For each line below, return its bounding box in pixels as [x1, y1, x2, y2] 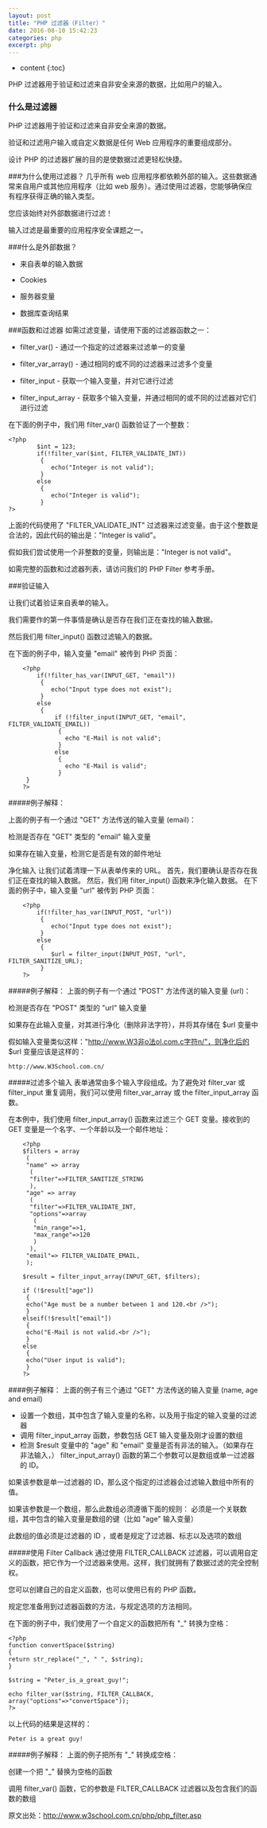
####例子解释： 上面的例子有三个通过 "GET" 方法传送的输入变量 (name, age [8, 1385, 258, 1395]
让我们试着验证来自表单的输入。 [8, 598, 113, 607]
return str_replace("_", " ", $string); [8, 1655, 145, 1664]
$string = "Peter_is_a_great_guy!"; [8, 1677, 130, 1685]
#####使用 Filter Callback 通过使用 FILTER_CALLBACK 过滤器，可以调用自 [8, 1548, 252, 1557]
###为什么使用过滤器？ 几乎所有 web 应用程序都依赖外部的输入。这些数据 [8, 172, 250, 182]
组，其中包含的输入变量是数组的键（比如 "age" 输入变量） [8, 1514, 199, 1524]
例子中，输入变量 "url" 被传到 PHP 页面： [21, 885, 157, 896]
